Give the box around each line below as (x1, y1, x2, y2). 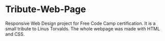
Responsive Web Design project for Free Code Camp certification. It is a (5, 20, 156, 26)
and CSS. (5, 31, 25, 37)
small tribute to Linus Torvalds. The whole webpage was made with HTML (5, 25, 160, 31)
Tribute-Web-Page (5, 4, 86, 15)
